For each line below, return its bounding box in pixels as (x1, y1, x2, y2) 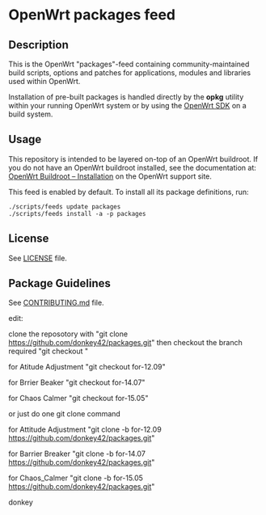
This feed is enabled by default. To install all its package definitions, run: (8, 187, 249, 196)
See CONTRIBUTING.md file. (8, 298, 104, 308)
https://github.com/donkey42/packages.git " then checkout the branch (8, 338, 243, 348)
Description (8, 38, 69, 52)
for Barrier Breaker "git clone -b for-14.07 (8, 449, 146, 458)
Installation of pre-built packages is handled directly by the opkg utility (8, 92, 244, 102)
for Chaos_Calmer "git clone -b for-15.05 (8, 473, 144, 483)
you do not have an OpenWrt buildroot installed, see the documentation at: (8, 163, 257, 172)
